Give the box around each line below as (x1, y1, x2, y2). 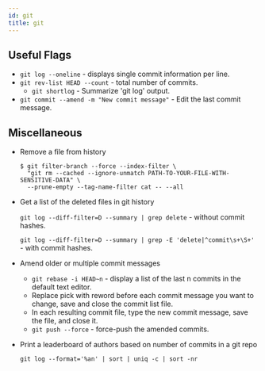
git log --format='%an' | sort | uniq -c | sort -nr (19, 355, 198, 363)
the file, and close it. (31, 316, 98, 326)
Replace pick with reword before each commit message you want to (31, 291, 254, 300)
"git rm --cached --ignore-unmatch (27, 170, 145, 178)
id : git (8, 11, 34, 20)
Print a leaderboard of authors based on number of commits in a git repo (19, 340, 258, 350)
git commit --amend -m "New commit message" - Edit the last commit (19, 94, 241, 104)
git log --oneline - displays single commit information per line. (19, 69, 230, 79)
